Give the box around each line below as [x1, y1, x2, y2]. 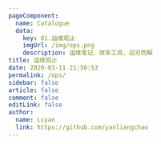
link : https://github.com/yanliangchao [15, 123, 149, 131]
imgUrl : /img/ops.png [22, 42, 95, 50]
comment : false [8, 94, 59, 102]
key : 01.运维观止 [22, 34, 76, 42]
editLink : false [8, 101, 62, 109]
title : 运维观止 [8, 57, 58, 65]
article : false [8, 86, 59, 94]
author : [8, 109, 34, 117]
